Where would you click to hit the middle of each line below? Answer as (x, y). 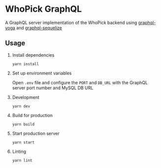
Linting (19, 151)
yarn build (23, 124)
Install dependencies (33, 55)
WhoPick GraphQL (43, 9)
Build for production (32, 115)
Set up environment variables (42, 73)
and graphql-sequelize (39, 27)
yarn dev (21, 106)
